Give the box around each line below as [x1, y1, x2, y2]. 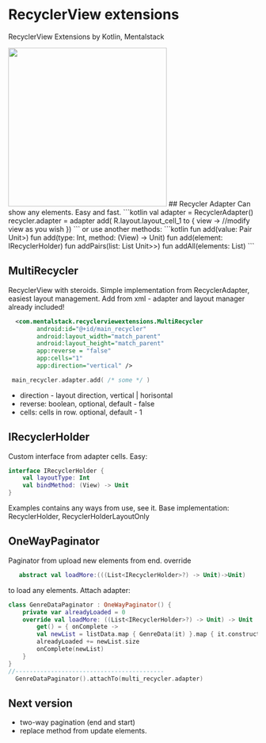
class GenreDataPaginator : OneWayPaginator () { [8, 601, 172, 609]
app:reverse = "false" [36, 347, 112, 355]
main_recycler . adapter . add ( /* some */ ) [11, 375, 150, 384]
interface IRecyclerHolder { [8, 467, 104, 475]
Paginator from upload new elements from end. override [8, 556, 192, 565]
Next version [8, 696, 73, 710]
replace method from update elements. [19, 726, 148, 736]
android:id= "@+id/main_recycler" [36, 325, 147, 333]
